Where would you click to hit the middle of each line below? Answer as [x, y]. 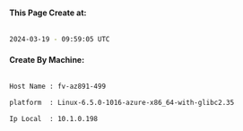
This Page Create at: [48, 13]
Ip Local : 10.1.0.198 [54, 119]
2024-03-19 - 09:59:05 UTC [60, 39]
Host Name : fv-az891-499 [57, 87]
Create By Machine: [47, 59]
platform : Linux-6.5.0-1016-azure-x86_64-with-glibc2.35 [122, 103]
